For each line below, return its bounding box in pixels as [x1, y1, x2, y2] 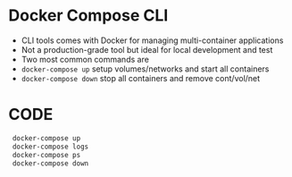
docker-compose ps [12, 150, 81, 159]
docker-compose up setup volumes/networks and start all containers [21, 63, 270, 74]
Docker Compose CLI [8, 5, 169, 26]
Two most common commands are [21, 54, 149, 64]
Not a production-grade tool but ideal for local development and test [21, 44, 273, 55]
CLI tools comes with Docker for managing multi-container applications [21, 35, 284, 46]
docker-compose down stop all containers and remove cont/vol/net [21, 72, 261, 83]
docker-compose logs [12, 142, 89, 151]
